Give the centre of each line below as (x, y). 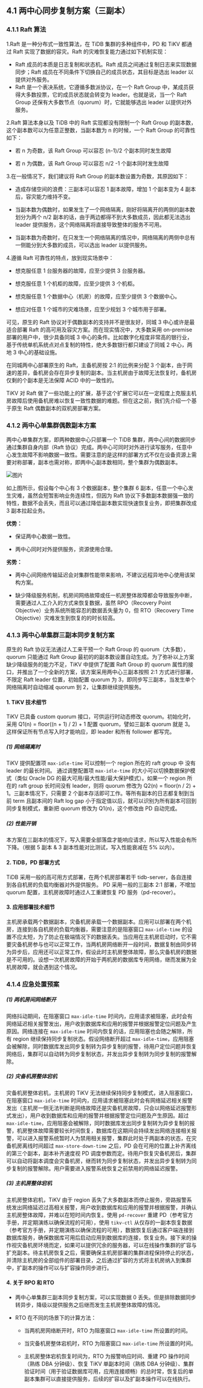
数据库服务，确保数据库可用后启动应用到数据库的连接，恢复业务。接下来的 (99, 1237)
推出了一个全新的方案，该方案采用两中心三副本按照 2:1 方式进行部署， (109, 672)
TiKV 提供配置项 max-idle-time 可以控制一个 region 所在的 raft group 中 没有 (101, 763)
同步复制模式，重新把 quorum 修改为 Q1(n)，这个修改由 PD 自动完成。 (93, 808)
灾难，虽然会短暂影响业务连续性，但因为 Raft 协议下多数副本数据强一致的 (102, 495)
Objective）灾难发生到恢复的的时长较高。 (67, 618)
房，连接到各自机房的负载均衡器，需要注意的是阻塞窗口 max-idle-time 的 (97, 929)
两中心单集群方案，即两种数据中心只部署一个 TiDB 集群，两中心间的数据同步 (101, 439)
